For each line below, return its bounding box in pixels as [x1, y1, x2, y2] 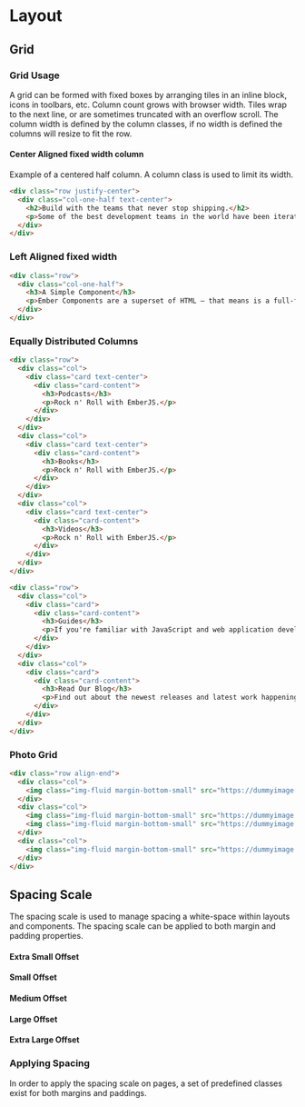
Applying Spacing [9, 1057, 91, 1070]
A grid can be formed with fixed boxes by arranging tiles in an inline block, [9, 89, 288, 100]
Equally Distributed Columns [9, 334, 139, 347]
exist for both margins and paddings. [9, 1087, 147, 1098]
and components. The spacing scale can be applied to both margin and [9, 921, 277, 932]
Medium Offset [9, 992, 68, 1004]
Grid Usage [9, 69, 61, 82]
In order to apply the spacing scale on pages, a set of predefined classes [9, 1078, 283, 1089]
